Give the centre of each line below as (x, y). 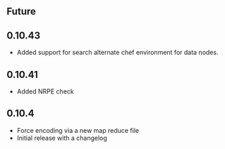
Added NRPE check (45, 91)
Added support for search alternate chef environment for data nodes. (117, 53)
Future (22, 12)
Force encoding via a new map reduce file (78, 130)
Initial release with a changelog (62, 138)
